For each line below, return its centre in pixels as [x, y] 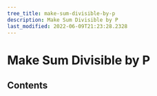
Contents [28, 85]
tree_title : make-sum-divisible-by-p [61, 13]
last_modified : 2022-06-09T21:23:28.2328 [67, 26]
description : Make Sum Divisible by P [63, 20]
